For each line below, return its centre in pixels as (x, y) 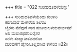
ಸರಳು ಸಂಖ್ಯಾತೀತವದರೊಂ (24, 39)
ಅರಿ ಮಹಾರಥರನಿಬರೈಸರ (22, 33)
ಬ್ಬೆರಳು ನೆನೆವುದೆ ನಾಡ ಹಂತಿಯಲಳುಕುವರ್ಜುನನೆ (38, 28)
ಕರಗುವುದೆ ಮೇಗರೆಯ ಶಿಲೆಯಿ (26, 22)
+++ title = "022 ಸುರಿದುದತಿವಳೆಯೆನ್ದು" (37, 7)
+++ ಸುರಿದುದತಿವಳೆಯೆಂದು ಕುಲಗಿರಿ (31, 17)
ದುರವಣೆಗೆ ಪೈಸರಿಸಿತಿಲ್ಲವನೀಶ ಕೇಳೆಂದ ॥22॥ (37, 44)
